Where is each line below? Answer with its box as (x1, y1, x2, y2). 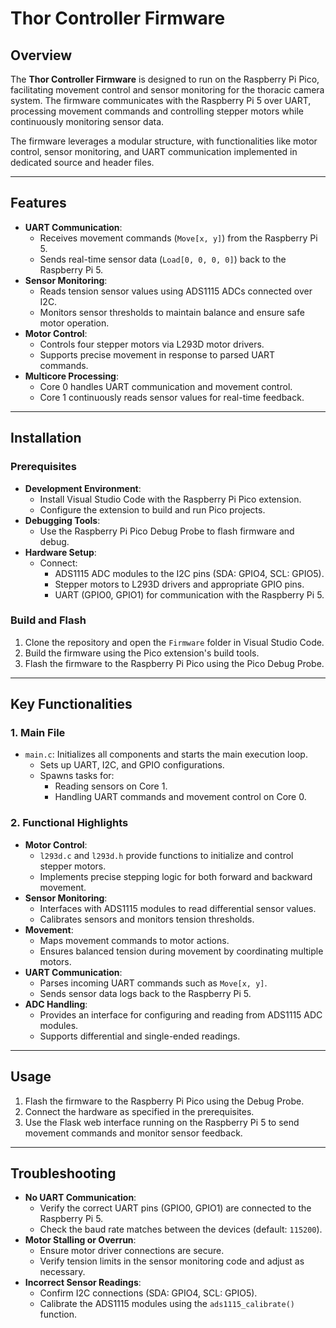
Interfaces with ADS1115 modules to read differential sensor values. (39, 902, 317, 914)
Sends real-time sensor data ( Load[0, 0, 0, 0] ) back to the (39, 253, 287, 265)
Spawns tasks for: (39, 770, 115, 782)
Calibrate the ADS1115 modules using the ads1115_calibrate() (39, 1298, 295, 1310)
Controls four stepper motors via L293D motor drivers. (39, 338, 265, 350)
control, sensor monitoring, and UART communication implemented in (10, 146, 298, 157)
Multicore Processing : (24, 370, 119, 382)
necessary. (39, 1266, 86, 1278)
